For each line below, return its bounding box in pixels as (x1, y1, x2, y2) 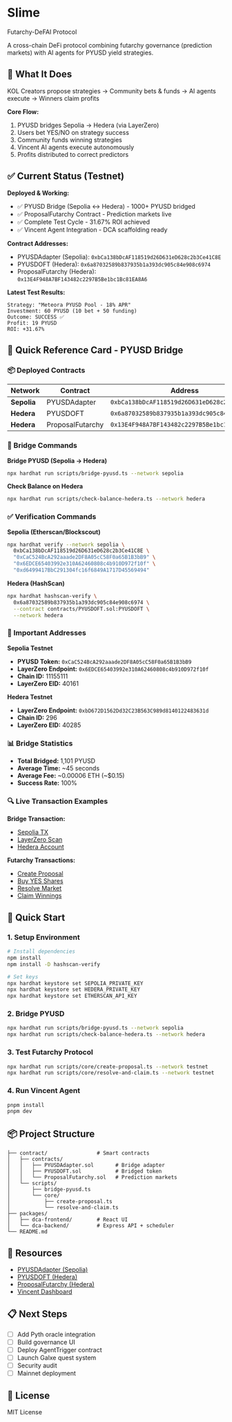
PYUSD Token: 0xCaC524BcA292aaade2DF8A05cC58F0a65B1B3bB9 (17, 657, 192, 665)
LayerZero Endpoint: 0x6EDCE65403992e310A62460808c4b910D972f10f (17, 665, 209, 673)
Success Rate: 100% (17, 779, 77, 787)
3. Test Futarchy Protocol (7, 1047, 93, 1057)
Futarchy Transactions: (7, 856, 76, 864)
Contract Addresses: (7, 239, 69, 247)
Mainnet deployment (17, 1369, 76, 1378)
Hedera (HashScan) (7, 579, 65, 587)
